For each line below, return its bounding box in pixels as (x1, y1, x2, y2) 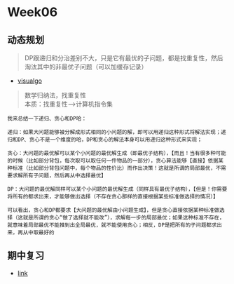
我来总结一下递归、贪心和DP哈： (7, 115, 87, 122)
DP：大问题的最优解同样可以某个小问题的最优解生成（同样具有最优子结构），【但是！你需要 (7, 186, 228, 193)
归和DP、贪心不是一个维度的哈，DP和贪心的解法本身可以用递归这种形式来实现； (7, 136, 202, 143)
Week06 (7, 4, 58, 20)
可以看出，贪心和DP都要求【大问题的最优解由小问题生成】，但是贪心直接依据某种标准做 (7, 207, 219, 214)
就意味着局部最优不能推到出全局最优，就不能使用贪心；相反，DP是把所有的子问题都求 (7, 222, 217, 229)
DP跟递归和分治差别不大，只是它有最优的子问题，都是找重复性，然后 (24, 54, 223, 62)
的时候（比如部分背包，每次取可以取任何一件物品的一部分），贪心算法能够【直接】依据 (7, 157, 219, 164)
